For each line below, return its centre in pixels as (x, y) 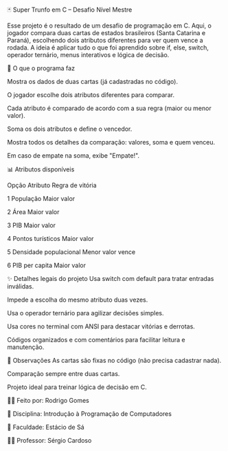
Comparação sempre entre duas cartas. (64, 374)
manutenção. (26, 347)
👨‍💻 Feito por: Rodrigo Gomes (48, 400)
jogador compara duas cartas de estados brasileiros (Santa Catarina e (106, 33)
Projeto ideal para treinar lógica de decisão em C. (77, 387)
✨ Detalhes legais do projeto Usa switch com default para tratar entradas (111, 279)
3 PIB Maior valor (32, 225)
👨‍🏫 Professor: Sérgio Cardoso (49, 440)
